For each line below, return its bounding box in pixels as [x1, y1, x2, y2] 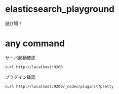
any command [5, 38, 65, 49]
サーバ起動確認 [5, 55, 36, 61]
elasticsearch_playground [5, 3, 115, 15]
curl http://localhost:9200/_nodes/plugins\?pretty [5, 84, 114, 89]
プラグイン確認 [5, 74, 36, 80]
